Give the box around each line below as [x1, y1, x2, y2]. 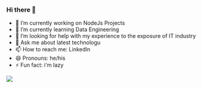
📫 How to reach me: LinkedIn [15, 46, 91, 53]
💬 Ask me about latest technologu [15, 39, 101, 46]
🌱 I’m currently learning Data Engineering [15, 26, 119, 33]
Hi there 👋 [6, 5, 37, 14]
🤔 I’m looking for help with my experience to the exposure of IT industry [15, 32, 196, 40]
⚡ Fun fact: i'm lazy [15, 61, 64, 69]
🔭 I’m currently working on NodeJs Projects [15, 20, 125, 27]
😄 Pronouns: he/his [15, 54, 65, 62]
